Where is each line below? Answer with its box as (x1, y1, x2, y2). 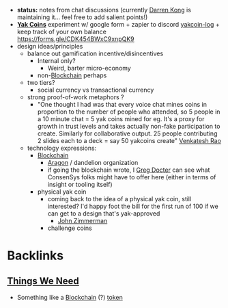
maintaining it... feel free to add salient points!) (16, 13, 148, 21)
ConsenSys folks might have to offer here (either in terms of (47, 173, 216, 181)
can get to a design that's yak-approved (47, 209, 160, 218)
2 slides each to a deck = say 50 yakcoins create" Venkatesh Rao (37, 137, 222, 144)
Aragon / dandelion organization (47, 159, 139, 166)
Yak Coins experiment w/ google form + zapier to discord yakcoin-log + (16, 21, 220, 28)
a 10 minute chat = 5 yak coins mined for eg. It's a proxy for (37, 115, 205, 123)
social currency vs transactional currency (37, 86, 154, 94)
